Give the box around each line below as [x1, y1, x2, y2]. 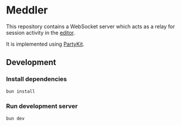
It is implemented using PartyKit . [6, 40, 85, 47]
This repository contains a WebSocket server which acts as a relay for [6, 23, 175, 30]
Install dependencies [6, 75, 67, 83]
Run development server [6, 102, 78, 110]
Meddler [6, 4, 48, 17]
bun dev [6, 115, 25, 121]
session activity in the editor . [6, 29, 76, 36]
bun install [6, 88, 35, 94]
